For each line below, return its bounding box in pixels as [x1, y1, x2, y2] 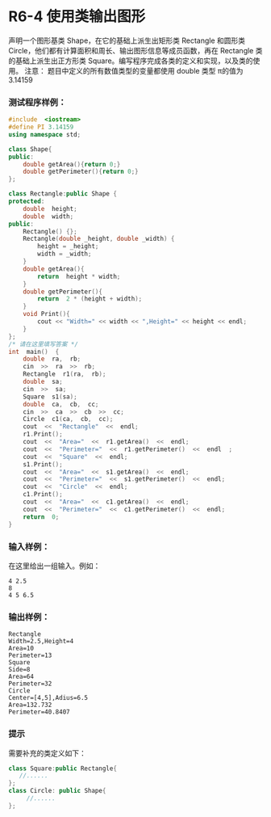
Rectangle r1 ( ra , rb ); [23, 370, 106, 378]
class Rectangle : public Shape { [8, 190, 117, 198]
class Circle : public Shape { [8, 787, 106, 795]
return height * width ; [37, 272, 121, 280]
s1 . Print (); [23, 460, 63, 469]
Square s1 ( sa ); [23, 393, 78, 401]
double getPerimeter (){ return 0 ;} [23, 167, 139, 176]
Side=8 [8, 666, 31, 674]
